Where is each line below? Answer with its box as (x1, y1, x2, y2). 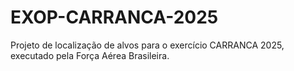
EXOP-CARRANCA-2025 (10, 6, 219, 29)
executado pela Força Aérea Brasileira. (10, 49, 170, 61)
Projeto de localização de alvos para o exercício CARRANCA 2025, (10, 39, 285, 51)
